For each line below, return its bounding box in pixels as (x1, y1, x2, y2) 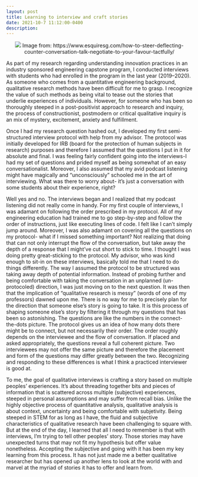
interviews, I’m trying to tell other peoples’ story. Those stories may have (6, 433, 183, 440)
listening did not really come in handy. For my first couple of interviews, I (6, 202, 183, 209)
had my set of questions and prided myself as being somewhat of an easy (6, 159, 186, 166)
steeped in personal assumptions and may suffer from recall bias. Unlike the (6, 395, 191, 402)
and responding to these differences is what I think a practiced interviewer (6, 358, 187, 366)
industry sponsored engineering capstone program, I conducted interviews (6, 66, 189, 73)
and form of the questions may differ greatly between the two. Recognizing (6, 352, 189, 360)
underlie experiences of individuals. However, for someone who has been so (6, 97, 193, 104)
